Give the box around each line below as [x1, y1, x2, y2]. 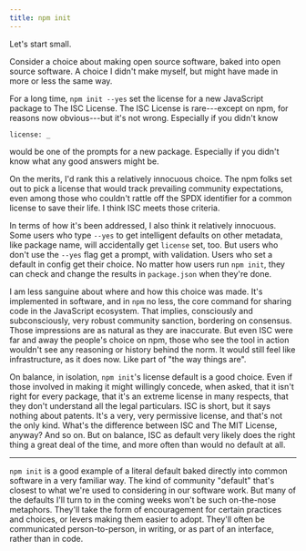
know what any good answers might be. [9, 156, 159, 167]
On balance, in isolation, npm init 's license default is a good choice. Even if [9, 371, 293, 383]
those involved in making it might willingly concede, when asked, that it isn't [9, 381, 294, 392]
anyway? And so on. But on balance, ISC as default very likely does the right [9, 429, 296, 440]
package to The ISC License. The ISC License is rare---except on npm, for [9, 102, 289, 114]
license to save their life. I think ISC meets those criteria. [9, 202, 220, 213]
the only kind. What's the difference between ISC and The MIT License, [9, 420, 278, 431]
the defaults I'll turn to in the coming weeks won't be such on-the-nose [9, 494, 277, 505]
